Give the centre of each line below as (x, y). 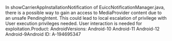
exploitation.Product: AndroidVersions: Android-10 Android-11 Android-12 (83, 29)
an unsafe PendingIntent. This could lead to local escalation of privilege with (86, 18)
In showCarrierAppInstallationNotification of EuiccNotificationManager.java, (85, 7)
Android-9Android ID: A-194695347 (43, 34)
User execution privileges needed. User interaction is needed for (74, 23)
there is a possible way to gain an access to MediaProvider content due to (83, 13)
